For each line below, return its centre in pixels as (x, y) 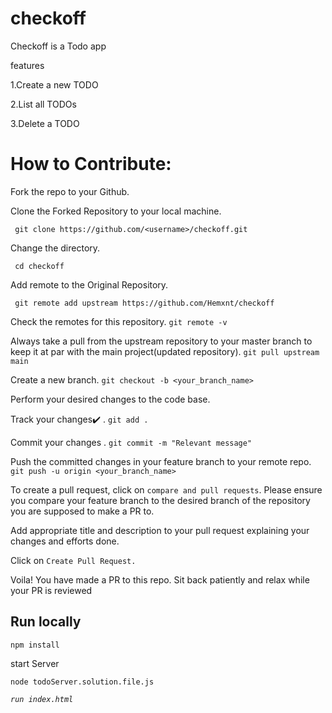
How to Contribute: (91, 164)
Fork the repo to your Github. (70, 191)
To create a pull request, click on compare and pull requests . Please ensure (166, 489)
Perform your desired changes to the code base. (110, 399)
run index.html (42, 699)
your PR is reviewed (51, 590)
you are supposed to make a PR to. (82, 511)
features (27, 65)
